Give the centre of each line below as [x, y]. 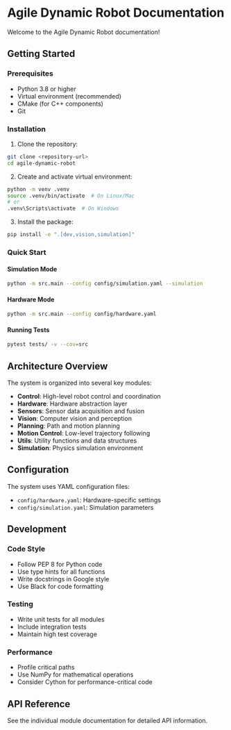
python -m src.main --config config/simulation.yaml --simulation [105, 284]
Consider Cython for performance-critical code [85, 682]
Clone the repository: [48, 144]
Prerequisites [30, 74]
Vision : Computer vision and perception [74, 419]
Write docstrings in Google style [63, 579]
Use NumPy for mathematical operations [75, 674]
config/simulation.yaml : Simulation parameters [85, 507]
